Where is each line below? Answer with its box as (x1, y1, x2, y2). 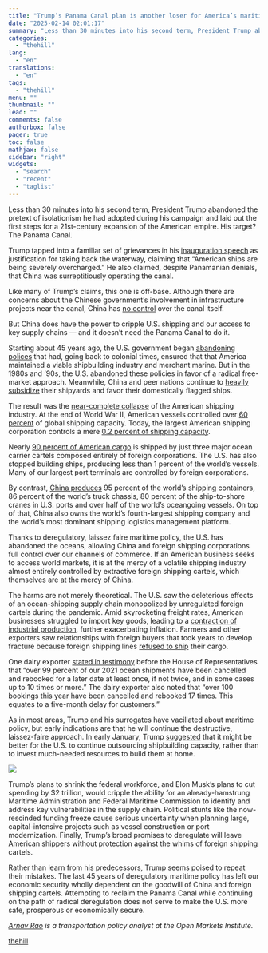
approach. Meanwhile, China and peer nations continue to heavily (33, 377, 249, 386)
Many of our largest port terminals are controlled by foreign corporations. (8, 467, 250, 476)
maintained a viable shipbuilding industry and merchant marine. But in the (8, 360, 250, 369)
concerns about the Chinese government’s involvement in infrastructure (8, 295, 245, 305)
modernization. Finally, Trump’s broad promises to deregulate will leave (8, 830, 242, 839)
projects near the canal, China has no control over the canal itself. (8, 303, 225, 313)
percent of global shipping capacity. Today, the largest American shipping (8, 417, 251, 428)
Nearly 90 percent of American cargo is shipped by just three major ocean (8, 441, 253, 452)
